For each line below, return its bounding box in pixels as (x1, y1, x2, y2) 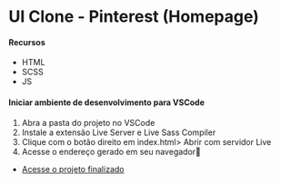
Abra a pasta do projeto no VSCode (21, 117, 156, 128)
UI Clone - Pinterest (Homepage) (8, 6, 260, 27)
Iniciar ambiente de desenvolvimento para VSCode (8, 97, 206, 108)
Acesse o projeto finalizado (21, 163, 125, 174)
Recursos (8, 36, 46, 47)
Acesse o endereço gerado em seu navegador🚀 (21, 146, 201, 157)
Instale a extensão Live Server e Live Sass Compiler (21, 127, 216, 138)
